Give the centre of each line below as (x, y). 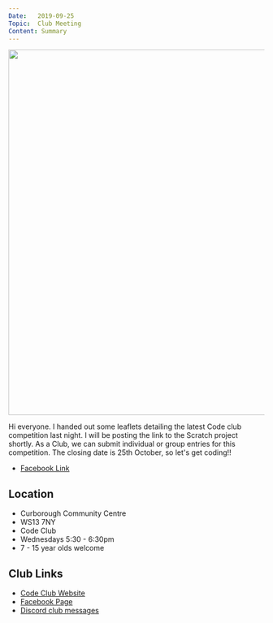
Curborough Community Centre (73, 513)
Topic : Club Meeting (45, 24)
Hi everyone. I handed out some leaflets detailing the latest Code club (125, 426)
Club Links (36, 573)
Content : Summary (38, 31)
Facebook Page (46, 601)
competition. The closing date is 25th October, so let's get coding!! (120, 452)
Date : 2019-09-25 (41, 16)
